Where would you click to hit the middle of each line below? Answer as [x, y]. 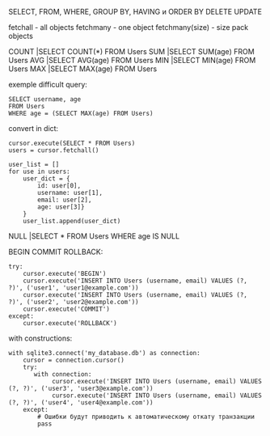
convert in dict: [34, 128]
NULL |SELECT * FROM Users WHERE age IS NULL [94, 236]
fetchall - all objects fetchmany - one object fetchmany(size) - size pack [129, 27]
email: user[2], [65, 200]
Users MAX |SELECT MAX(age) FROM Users [83, 69]
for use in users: [39, 171]
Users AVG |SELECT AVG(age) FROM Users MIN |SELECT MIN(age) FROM [132, 60]
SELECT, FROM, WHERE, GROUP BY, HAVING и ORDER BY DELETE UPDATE [135, 12]
